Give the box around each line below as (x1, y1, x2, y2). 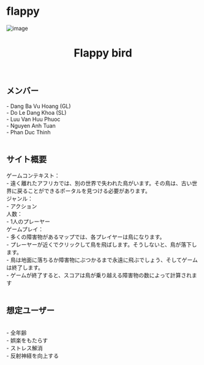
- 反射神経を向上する (6, 352, 59, 359)
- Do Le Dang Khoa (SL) (6, 109, 67, 116)
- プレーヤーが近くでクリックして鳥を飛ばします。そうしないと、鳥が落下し (6, 240, 197, 248)
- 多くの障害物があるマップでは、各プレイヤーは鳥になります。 (6, 233, 165, 240)
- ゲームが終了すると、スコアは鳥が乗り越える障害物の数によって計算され (6, 271, 192, 279)
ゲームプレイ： (6, 225, 44, 232)
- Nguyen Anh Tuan (6, 121, 56, 129)
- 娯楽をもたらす (6, 337, 48, 344)
